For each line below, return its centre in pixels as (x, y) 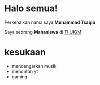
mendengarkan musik (34, 66)
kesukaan (25, 52)
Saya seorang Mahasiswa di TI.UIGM (43, 32)
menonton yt (25, 71)
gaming (20, 77)
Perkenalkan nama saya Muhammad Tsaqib (50, 22)
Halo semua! (31, 9)
